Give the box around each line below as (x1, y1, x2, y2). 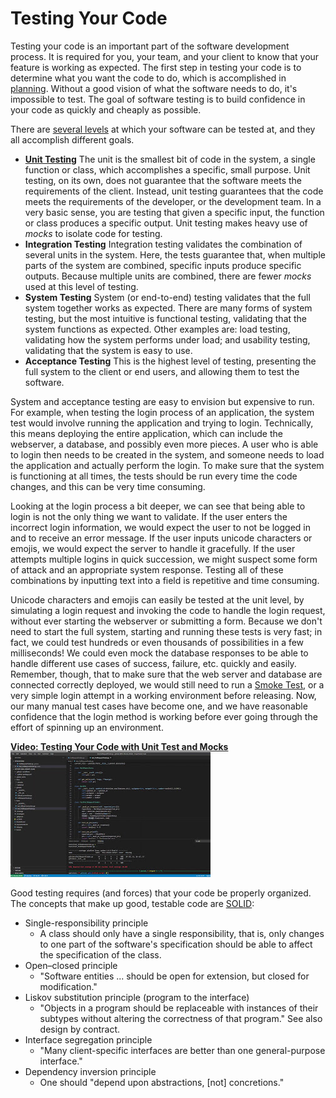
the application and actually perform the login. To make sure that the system (10, 459, 325, 471)
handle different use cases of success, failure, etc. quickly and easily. (10, 657, 297, 669)
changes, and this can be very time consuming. (10, 480, 206, 492)
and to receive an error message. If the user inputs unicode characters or (10, 532, 313, 544)
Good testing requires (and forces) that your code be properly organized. (10, 887, 312, 899)
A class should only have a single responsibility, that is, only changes (39, 927, 325, 939)
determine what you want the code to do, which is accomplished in (10, 72, 287, 84)
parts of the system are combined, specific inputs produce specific (24, 259, 302, 271)
